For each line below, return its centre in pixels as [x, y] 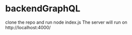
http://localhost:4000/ [28, 27]
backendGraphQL [43, 9]
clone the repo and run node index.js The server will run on [66, 22]
